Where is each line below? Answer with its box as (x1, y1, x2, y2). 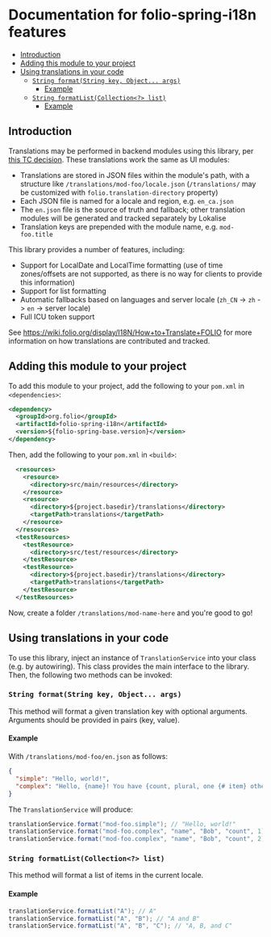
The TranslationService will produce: (8, 804, 133, 814)
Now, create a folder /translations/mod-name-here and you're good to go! (8, 608, 253, 618)
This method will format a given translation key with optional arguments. (8, 706, 248, 716)
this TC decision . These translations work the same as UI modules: (8, 154, 230, 164)
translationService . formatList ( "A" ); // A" (8, 907, 157, 915)
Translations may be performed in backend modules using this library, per (8, 146, 254, 155)
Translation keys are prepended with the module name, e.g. (19, 222, 219, 231)
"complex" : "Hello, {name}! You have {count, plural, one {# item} (15, 782, 248, 790)
